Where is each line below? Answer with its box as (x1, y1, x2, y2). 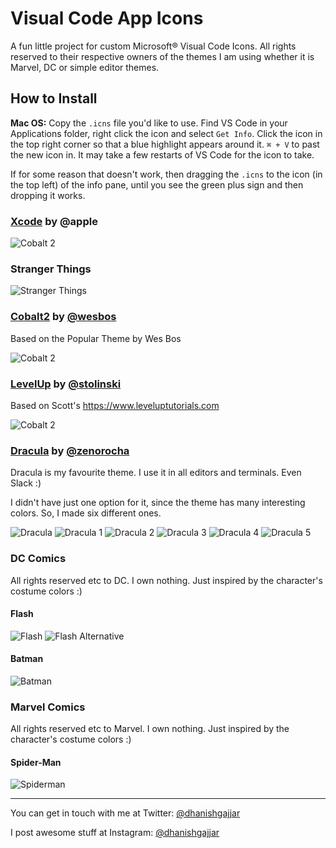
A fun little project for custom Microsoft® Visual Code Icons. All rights (10, 40, 297, 52)
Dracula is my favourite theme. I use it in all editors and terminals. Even (10, 467, 302, 479)
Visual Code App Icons (10, 7, 204, 30)
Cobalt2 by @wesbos (10, 310, 117, 324)
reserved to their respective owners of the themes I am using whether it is (10, 50, 315, 62)
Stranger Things (10, 262, 92, 276)
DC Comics (10, 552, 67, 566)
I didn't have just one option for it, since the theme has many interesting (10, 497, 306, 509)
